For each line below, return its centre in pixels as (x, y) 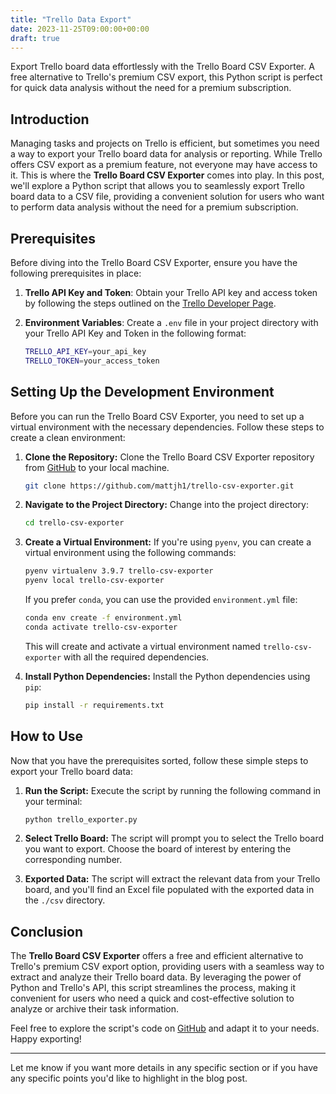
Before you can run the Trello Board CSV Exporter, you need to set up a (157, 416)
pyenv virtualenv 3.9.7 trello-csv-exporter (119, 571)
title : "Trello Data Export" (71, 19)
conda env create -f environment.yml (103, 618)
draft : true (35, 38)
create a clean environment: (68, 437)
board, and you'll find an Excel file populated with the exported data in (169, 890)
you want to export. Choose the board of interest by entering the (158, 849)
